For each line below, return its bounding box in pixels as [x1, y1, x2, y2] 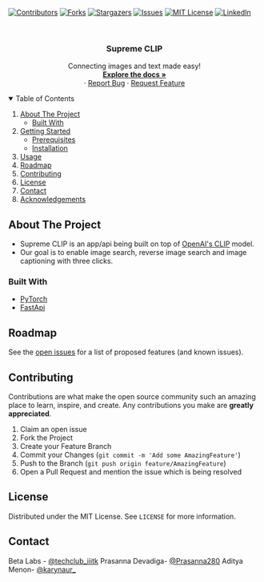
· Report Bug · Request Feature [83, 79, 186, 88]
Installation [31, 143, 68, 153]
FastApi [19, 303, 46, 313]
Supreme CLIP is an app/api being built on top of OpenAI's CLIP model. [19, 239, 254, 249]
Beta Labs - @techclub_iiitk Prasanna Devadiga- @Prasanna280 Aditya [8, 556, 244, 565]
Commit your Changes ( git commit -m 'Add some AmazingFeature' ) [19, 450, 242, 460]
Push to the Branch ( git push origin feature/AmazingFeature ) [19, 459, 226, 468]
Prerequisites [31, 135, 76, 144]
